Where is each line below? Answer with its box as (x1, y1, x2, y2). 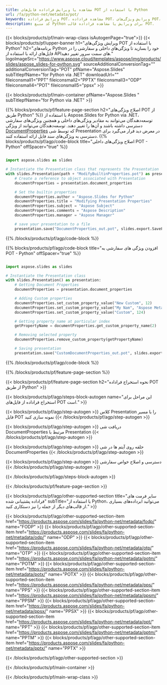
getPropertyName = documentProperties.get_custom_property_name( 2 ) (14, 324, 157, 329)
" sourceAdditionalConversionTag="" (80, 61, 156, 67)
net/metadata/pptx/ (5, 645, 46, 651)
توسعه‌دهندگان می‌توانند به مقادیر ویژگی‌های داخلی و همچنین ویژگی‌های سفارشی (5, 117, 153, 123)
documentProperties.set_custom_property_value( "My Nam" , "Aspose (14, 305, 153, 310)
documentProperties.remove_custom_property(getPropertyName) (14, 337, 143, 342)
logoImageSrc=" (5, 56, 39, 62)
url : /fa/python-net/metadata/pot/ (5, 12, 79, 17)
